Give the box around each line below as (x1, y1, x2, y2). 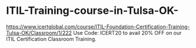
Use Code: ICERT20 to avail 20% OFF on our (73, 29, 182, 36)
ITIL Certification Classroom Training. (6, 35, 97, 42)
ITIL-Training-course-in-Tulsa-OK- (6, 4, 178, 17)
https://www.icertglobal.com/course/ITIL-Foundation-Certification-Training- (6, 23, 190, 30)
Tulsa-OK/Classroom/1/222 (6, 29, 72, 36)
